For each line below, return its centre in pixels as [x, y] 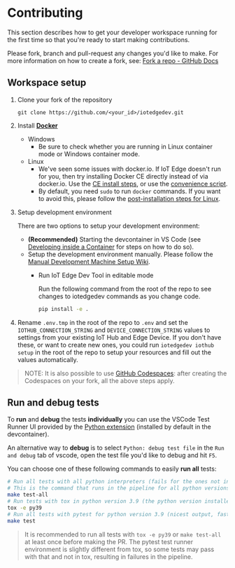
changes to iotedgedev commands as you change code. [119, 296]
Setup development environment [64, 212]
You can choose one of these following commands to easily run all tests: [112, 469]
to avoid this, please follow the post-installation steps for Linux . [129, 198]
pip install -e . [63, 309]
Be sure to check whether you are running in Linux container [126, 146]
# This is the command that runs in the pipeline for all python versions [119, 488]
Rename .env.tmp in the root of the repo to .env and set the [103, 322]
